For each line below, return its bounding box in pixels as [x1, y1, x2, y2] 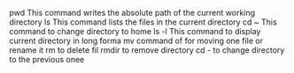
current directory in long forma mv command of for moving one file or [9, 35, 264, 46]
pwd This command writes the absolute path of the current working [9, 8, 255, 18]
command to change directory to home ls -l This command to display [9, 26, 261, 36]
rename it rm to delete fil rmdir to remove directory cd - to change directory [9, 45, 285, 55]
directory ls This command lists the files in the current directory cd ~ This [9, 17, 277, 27]
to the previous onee [9, 55, 85, 64]
